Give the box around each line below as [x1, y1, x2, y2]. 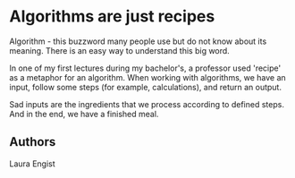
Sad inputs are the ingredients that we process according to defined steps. [9, 98, 284, 109]
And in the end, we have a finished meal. [9, 108, 159, 119]
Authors [9, 134, 56, 149]
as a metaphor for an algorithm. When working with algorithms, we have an [9, 72, 286, 82]
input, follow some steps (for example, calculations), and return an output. [9, 81, 282, 92]
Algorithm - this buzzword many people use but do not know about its [9, 36, 267, 47]
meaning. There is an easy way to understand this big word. [9, 45, 230, 55]
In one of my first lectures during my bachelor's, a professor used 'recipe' [9, 63, 282, 73]
